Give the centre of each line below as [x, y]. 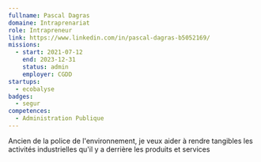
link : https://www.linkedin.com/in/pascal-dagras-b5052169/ [110, 38]
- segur [28, 104]
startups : [25, 81]
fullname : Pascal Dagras [49, 15]
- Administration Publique [60, 119]
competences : [30, 111]
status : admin [45, 67]
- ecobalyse [35, 89]
